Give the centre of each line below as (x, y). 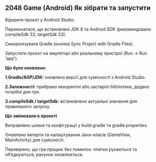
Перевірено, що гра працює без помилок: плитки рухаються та (71, 149)
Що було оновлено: (26, 68)
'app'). (12, 58)
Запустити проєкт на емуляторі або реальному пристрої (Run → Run (76, 53)
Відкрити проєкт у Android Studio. (40, 19)
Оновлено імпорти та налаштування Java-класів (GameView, (68, 135)
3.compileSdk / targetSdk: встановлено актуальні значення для (71, 101)
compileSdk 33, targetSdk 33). (36, 34)
